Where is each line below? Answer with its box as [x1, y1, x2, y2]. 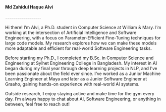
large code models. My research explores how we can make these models [5, 40, 157, 46]
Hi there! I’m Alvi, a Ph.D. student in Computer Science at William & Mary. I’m [5, 25, 162, 31]
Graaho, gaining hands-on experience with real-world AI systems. [5, 81, 140, 87]
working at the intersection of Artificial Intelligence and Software [5, 30, 137, 36]
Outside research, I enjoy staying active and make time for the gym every [5, 91, 155, 97]
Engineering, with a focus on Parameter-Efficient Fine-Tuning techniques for [5, 35, 161, 41]
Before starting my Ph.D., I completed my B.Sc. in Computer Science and [5, 55, 154, 61]
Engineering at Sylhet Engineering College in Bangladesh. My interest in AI [5, 60, 157, 66]
